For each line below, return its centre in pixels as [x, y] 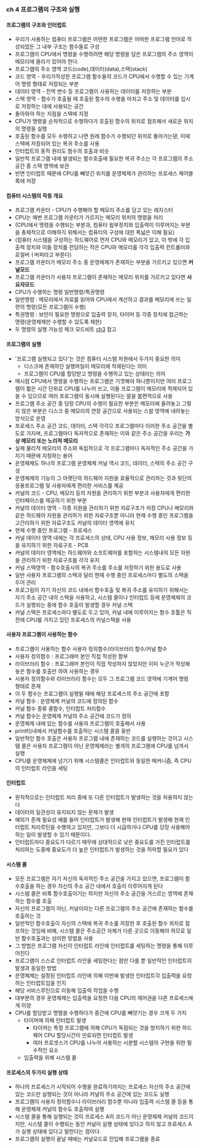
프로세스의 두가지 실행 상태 [37, 1072]
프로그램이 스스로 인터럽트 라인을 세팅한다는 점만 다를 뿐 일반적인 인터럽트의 [103, 961]
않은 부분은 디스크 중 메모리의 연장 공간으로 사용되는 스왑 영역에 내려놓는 [106, 411]
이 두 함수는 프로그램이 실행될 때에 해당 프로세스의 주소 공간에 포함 [92, 693]
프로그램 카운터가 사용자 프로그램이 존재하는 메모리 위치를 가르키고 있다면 [100, 277]
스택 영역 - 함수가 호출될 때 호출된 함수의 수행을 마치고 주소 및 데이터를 [97, 99]
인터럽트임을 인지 [46, 983]
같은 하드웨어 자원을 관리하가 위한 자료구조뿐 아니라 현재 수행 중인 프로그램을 [104, 515]
